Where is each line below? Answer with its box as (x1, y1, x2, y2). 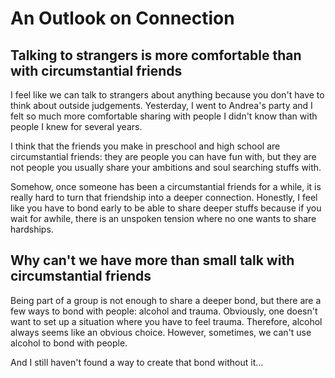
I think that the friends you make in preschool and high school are (10, 140, 281, 152)
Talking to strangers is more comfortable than (10, 47, 302, 64)
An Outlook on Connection (10, 7, 235, 30)
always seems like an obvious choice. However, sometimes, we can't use (10, 326, 312, 338)
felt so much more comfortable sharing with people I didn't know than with (10, 110, 318, 122)
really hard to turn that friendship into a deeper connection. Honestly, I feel (10, 192, 318, 203)
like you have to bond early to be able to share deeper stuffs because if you (10, 202, 322, 214)
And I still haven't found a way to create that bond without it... (10, 356, 264, 368)
